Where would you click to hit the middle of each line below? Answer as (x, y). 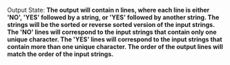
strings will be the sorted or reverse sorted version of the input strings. (111, 25)
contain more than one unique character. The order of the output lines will (115, 47)
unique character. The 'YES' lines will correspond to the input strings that (115, 39)
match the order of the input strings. (60, 54)
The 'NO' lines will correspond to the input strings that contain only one (112, 32)
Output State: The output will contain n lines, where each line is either (108, 10)
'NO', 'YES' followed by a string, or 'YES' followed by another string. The (113, 17)
